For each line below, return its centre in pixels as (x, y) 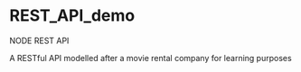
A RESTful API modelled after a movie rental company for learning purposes (150, 58)
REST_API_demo (72, 16)
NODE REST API (39, 40)
